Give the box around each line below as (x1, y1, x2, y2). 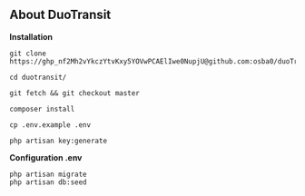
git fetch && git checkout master (9, 88, 141, 98)
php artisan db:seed (9, 177, 88, 187)
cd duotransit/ (9, 73, 67, 82)
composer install (9, 104, 75, 113)
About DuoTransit (9, 7, 112, 23)
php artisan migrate (9, 170, 88, 179)
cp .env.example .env (9, 120, 92, 130)
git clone (9, 49, 47, 58)
